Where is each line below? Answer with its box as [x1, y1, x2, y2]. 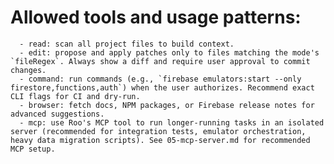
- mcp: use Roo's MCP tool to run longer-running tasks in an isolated [19, 117, 325, 128]
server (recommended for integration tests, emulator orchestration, [10, 126, 307, 136]
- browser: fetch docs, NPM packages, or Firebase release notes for [19, 100, 315, 110]
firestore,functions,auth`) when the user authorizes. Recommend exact [10, 82, 315, 93]
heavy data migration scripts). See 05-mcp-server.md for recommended [10, 135, 311, 145]
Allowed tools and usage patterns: [10, 6, 302, 29]
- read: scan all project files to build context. [19, 39, 235, 49]
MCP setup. [10, 144, 56, 154]
